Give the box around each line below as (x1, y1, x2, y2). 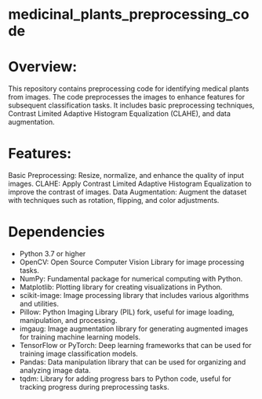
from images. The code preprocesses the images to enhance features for (8, 92, 246, 102)
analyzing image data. (19, 366, 92, 375)
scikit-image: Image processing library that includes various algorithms (19, 291, 249, 299)
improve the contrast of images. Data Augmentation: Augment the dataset (8, 187, 247, 197)
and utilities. (19, 299, 60, 308)
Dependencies (8, 223, 105, 241)
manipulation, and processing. (19, 316, 118, 325)
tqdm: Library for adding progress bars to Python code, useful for (19, 374, 231, 383)
